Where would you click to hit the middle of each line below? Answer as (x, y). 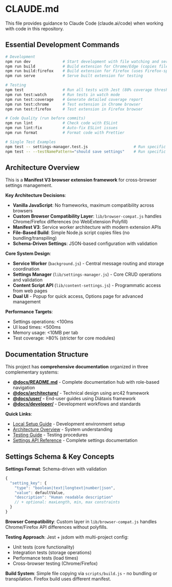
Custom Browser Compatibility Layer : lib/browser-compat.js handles (87, 216)
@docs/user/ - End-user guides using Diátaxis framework (74, 399)
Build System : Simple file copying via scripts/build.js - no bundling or (81, 573)
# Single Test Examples (31, 142)
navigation (24, 388)
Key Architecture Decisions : (36, 195)
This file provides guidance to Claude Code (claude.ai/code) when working (84, 23)
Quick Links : (19, 414)
